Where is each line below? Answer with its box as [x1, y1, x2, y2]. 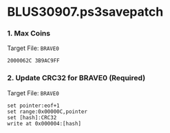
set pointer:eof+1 [7, 102, 60, 109]
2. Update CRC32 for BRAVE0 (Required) [7, 73, 146, 83]
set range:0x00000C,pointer [7, 108, 88, 115]
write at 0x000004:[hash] [7, 120, 81, 127]
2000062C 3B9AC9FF [7, 58, 60, 64]
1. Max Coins [7, 29, 50, 38]
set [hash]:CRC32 [7, 114, 57, 121]
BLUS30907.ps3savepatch [7, 4, 164, 20]
